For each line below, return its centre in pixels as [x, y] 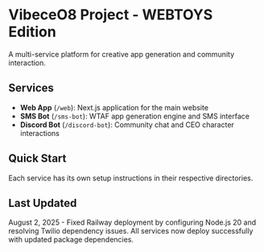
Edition [32, 32]
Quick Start [37, 159]
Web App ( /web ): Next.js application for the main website [114, 107]
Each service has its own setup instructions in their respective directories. [131, 178]
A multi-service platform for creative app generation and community [122, 54]
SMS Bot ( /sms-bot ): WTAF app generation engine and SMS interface [134, 116]
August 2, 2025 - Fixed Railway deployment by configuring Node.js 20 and [132, 222]
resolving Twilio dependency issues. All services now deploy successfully [131, 231]
